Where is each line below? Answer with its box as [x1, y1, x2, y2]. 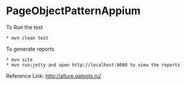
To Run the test [6, 24, 43, 31]
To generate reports [6, 45, 55, 53]
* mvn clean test [6, 35, 49, 41]
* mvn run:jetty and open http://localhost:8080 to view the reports [6, 62, 181, 68]
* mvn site [6, 57, 33, 63]
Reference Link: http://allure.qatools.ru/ [6, 72, 101, 79]
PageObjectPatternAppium [6, 4, 141, 18]
